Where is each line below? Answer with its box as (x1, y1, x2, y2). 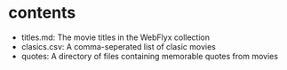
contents (8, 3, 76, 23)
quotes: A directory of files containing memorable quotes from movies (20, 51, 279, 61)
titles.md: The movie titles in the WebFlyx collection (20, 32, 211, 43)
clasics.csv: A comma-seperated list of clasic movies (20, 41, 217, 51)
